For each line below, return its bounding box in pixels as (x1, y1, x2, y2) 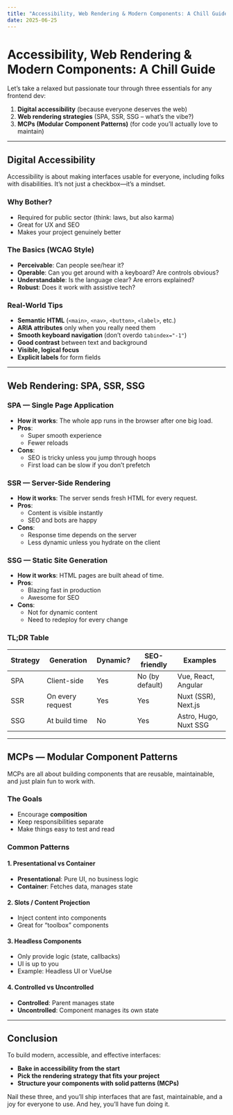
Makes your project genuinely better (17, 227, 121, 236)
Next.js (177, 700, 200, 710)
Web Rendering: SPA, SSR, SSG (7, 380, 146, 391)
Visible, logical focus (17, 345, 80, 355)
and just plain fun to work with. (7, 776, 96, 786)
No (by (137, 672, 159, 681)
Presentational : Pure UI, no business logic (17, 874, 139, 883)
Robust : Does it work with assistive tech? (17, 283, 136, 291)
